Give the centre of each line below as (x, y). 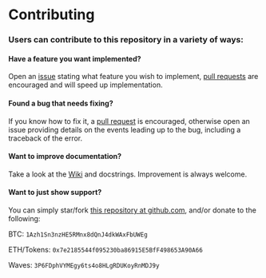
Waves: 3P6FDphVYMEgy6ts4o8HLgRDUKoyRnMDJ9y (84, 264)
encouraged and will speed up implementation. (85, 85)
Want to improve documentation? (65, 157)
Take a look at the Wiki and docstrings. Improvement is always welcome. (128, 174)
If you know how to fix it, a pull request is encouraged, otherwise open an (129, 121)
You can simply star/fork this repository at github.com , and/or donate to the (133, 210)
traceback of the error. (46, 138)
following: (24, 218)
